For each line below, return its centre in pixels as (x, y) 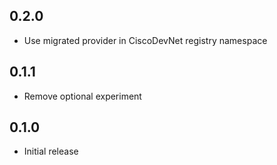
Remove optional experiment (82, 96)
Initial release (51, 151)
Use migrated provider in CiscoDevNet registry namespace (145, 40)
